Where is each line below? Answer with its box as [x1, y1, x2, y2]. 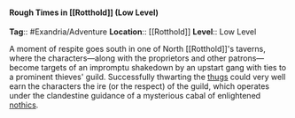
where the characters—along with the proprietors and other [9, 53, 227, 63]
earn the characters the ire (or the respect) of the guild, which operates [9, 81, 270, 92]
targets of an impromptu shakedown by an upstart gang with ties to [41, 63, 286, 73]
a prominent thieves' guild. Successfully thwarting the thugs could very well [9, 71, 286, 83]
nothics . [9, 100, 39, 110]
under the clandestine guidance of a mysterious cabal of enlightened [9, 91, 261, 101]
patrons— [228, 53, 265, 63]
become [9, 63, 40, 73]
